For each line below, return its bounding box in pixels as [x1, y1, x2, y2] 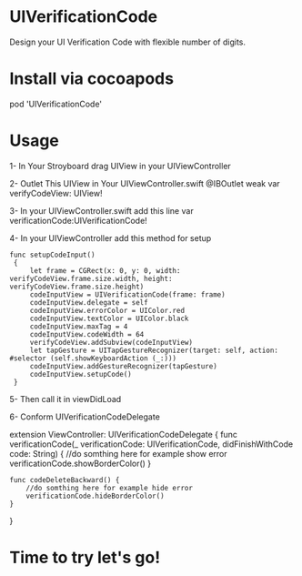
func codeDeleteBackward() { [9, 475, 120, 484]
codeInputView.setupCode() [29, 369, 132, 379]
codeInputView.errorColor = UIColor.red [29, 306, 185, 315]
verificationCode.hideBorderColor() [25, 491, 166, 500]
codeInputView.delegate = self [29, 298, 148, 307]
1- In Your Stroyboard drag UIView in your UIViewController [9, 160, 232, 171]
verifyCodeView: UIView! [9, 187, 103, 198]
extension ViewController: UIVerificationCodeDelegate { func [9, 429, 238, 440]
